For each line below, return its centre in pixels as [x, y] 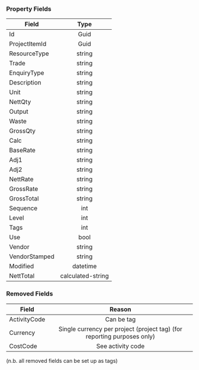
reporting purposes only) [121, 336]
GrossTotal [24, 199]
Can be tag [121, 319]
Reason [120, 309]
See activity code [121, 346]
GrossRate [24, 189]
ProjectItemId [28, 44]
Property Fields [29, 9]
